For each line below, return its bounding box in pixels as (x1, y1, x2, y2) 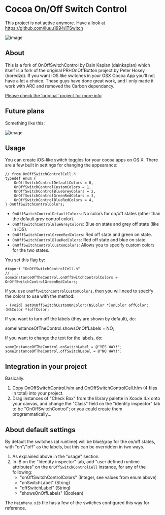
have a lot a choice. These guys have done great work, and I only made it (5, 78, 154, 83)
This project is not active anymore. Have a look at (5, 20, 105, 26)
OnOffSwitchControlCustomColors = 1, (14, 185, 92, 190)
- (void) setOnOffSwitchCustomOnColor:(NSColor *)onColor (5, 303, 127, 308)
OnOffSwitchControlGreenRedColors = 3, (14, 194, 96, 198)
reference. (5, 505, 26, 511)
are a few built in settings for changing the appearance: (5, 162, 118, 168)
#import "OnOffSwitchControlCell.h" (5, 267, 80, 272)
